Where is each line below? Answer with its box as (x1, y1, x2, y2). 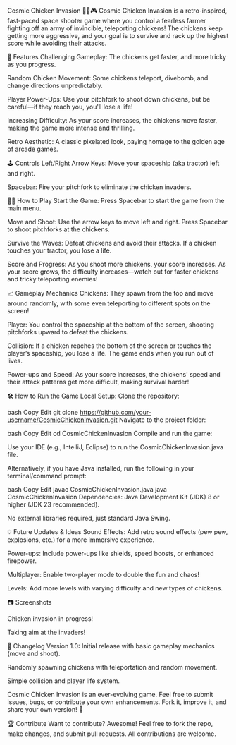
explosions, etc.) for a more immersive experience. (7, 535, 155, 544)
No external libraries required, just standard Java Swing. (7, 514, 170, 522)
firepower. (7, 557, 37, 565)
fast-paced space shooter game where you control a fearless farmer (7, 17, 206, 25)
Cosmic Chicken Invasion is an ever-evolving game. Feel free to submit (7, 691, 213, 698)
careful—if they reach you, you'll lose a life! (7, 102, 133, 111)
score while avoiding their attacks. (7, 39, 107, 47)
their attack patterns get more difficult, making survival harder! (7, 377, 190, 386)
